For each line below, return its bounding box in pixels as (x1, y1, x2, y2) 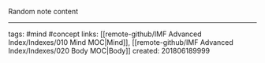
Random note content (8, 7, 79, 16)
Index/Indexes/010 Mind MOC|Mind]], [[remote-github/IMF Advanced (8, 38, 234, 46)
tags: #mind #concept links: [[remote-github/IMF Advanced (8, 29, 203, 39)
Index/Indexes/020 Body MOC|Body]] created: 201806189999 (8, 46, 211, 55)
